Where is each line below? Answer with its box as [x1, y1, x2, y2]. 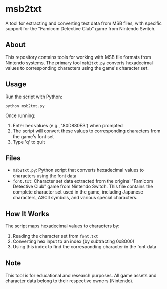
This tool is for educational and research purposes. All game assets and [5, 273, 157, 278]
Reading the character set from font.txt [12, 233, 98, 239]
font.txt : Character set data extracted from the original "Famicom [12, 178, 153, 184]
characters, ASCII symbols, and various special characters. [12, 195, 138, 201]
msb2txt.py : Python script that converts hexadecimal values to [12, 167, 144, 174]
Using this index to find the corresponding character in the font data [12, 244, 157, 250]
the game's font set [12, 133, 54, 139]
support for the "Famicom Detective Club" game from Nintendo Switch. [5, 25, 156, 31]
